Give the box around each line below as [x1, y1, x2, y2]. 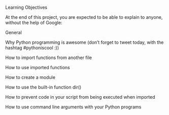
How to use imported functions [5, 65, 70, 70]
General [5, 30, 22, 35]
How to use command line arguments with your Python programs [5, 104, 142, 110]
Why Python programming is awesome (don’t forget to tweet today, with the [5, 39, 164, 45]
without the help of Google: [5, 20, 62, 25]
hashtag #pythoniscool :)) [5, 45, 59, 50]
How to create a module [5, 74, 56, 80]
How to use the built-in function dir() [5, 84, 82, 90]
